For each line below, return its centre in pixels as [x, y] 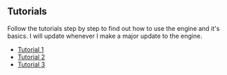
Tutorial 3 [31, 64]
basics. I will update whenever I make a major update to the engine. [105, 36]
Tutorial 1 [31, 49]
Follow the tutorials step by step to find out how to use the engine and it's [113, 28]
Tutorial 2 [31, 57]
